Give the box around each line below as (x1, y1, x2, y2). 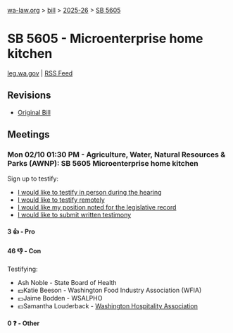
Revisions (7, 90, 51, 102)
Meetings (7, 128, 51, 140)
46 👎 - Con (7, 246, 42, 255)
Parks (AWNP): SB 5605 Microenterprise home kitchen (7, 159, 199, 169)
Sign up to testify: (7, 174, 58, 183)
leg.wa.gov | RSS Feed (7, 68, 73, 77)
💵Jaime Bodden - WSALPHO (17, 294, 103, 303)
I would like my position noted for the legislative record (17, 203, 177, 212)
